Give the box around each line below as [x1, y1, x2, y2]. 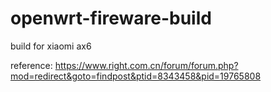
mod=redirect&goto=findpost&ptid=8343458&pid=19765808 [10, 70, 262, 82]
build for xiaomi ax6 [10, 40, 92, 52]
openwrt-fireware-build [10, 7, 212, 30]
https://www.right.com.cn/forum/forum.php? [54, 59, 239, 71]
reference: [10, 59, 53, 71]
